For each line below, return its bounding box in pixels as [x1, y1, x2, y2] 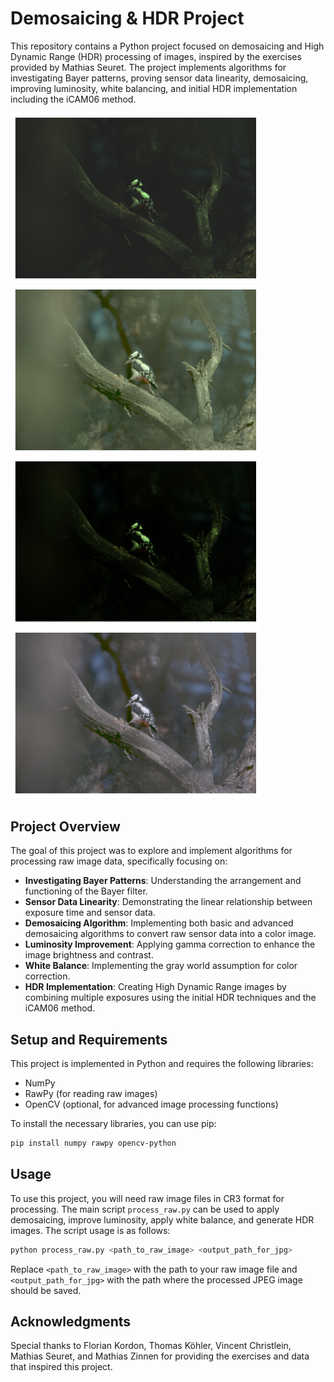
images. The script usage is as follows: [10, 1224, 171, 1236]
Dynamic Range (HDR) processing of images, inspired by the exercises [10, 50, 302, 62]
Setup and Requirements [10, 1031, 168, 1048]
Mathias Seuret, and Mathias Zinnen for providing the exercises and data [10, 1350, 310, 1362]
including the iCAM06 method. [10, 93, 137, 105]
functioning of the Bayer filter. [24, 885, 148, 897]
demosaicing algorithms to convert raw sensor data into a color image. [24, 928, 317, 940]
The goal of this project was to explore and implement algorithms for [10, 845, 293, 857]
